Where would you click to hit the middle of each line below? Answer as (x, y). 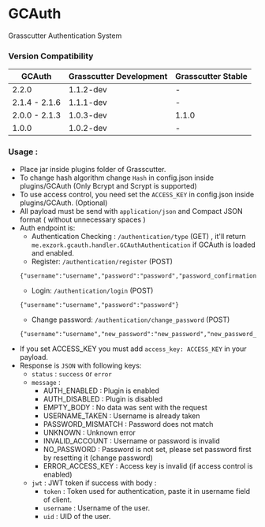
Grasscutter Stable (211, 77)
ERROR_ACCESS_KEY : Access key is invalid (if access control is (148, 465)
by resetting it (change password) (98, 458)
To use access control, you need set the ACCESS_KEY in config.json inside (137, 194)
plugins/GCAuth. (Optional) (63, 203)
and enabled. (53, 252)
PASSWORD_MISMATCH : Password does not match (128, 424)
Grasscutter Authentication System (65, 36)
